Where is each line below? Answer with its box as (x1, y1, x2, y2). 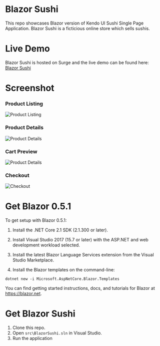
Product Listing (5, 100, 43, 107)
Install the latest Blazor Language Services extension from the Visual (12, 252, 154, 258)
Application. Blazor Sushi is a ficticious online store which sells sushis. (5, 25, 150, 31)
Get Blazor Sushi (5, 308, 76, 319)
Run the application (12, 335, 52, 341)
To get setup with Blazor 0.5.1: (5, 217, 67, 223)
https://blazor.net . (5, 290, 42, 296)
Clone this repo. (12, 324, 45, 331)
